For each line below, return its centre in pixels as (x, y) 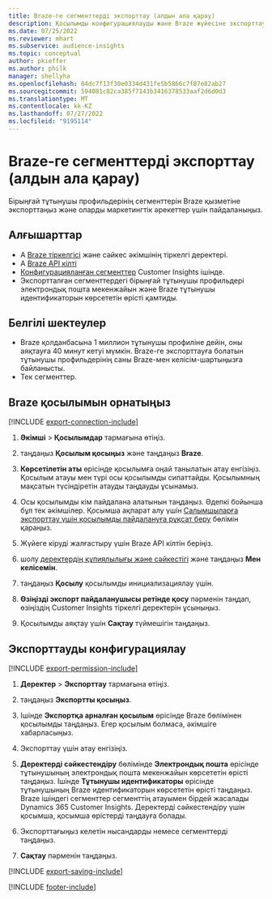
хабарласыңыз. (47, 733)
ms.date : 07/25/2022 (43, 31)
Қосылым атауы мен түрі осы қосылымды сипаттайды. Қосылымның (140, 478)
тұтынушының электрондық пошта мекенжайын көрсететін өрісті (134, 773)
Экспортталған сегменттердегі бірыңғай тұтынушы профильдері (132, 280)
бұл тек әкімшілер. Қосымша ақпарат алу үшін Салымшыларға (129, 510)
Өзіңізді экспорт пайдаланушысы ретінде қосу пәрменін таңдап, (136, 599)
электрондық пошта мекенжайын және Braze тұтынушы (118, 289)
